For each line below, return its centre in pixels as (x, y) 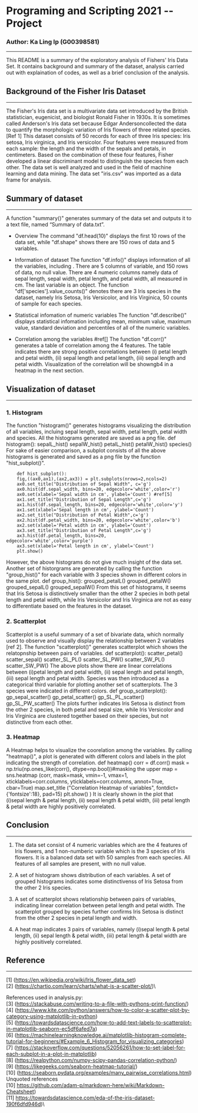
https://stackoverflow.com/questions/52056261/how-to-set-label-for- (101, 1048)
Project (24, 23)
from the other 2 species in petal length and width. (76, 918)
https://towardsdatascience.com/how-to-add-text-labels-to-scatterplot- (104, 1023)
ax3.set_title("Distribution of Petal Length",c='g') (84, 531)
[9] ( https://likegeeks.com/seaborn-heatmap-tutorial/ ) (72, 1066)
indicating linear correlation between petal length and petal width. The (100, 905)
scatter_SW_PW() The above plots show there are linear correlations (89, 665)
